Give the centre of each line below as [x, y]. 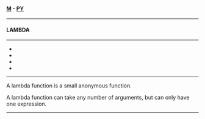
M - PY [15, 8]
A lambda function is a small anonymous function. [69, 86]
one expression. [27, 104]
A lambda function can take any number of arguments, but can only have [98, 98]
